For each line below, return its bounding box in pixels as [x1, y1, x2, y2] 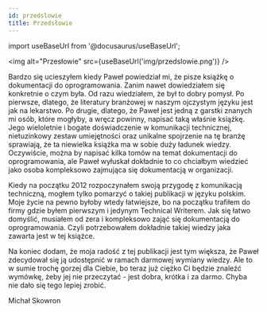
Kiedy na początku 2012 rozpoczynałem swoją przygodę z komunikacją [8, 180, 242, 189]
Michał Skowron [8, 295, 61, 305]
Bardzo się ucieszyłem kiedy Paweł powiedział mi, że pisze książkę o [8, 72, 234, 81]
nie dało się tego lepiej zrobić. [8, 280, 106, 290]
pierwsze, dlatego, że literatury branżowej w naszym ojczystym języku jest [8, 97, 253, 107]
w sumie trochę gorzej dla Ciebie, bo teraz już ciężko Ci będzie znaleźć [8, 263, 242, 273]
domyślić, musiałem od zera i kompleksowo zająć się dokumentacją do [8, 214, 240, 224]
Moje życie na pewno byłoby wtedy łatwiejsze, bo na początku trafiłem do [8, 197, 250, 207]
